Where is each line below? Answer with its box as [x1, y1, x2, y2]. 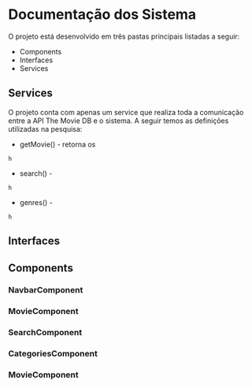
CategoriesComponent [8, 349, 98, 360]
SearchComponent [8, 327, 83, 338]
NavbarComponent [8, 285, 83, 296]
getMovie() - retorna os [19, 140, 96, 149]
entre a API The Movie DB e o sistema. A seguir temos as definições [8, 116, 229, 125]
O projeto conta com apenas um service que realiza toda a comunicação [8, 107, 244, 117]
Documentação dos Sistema [8, 6, 197, 24]
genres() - [19, 197, 53, 207]
